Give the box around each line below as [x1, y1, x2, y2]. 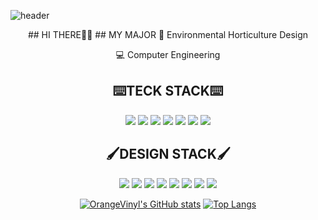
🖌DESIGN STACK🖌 [105, 146, 231, 163]
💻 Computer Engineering [115, 49, 221, 60]
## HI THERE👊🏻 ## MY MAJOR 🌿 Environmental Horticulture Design [27, 29, 309, 40]
